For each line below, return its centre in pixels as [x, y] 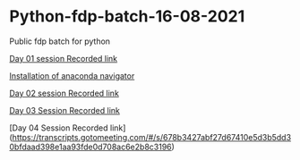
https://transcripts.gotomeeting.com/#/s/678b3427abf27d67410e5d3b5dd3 [152, 137]
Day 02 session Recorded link [64, 93]
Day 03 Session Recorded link [65, 110]
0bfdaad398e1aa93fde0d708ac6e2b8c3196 [90, 147]
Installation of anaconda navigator [72, 76]
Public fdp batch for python [60, 41]
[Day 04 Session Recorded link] [68, 128]
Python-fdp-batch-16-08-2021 [127, 17]
